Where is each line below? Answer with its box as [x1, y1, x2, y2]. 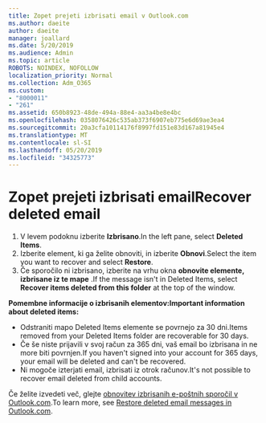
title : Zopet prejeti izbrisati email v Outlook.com [8, 11, 189, 20]
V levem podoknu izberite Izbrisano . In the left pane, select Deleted [19, 232, 243, 242]
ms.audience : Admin [8, 49, 74, 57]
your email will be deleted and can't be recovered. [19, 356, 186, 366]
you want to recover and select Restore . [19, 258, 153, 267]
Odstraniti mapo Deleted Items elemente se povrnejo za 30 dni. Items [19, 323, 248, 332]
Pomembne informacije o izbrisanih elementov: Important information [8, 299, 245, 308]
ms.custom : [8, 86, 45, 95]
